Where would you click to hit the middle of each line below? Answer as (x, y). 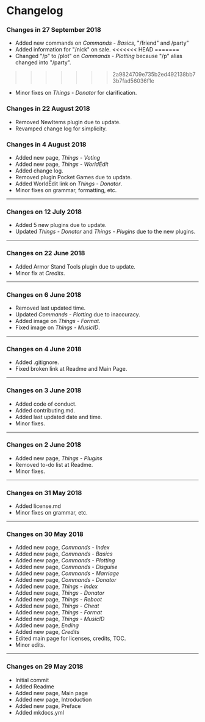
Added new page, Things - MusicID (60, 619)
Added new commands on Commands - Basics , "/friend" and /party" (102, 43)
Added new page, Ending (47, 625)
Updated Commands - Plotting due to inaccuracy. (77, 314)
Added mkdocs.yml (39, 712)
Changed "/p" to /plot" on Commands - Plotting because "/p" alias (99, 56)
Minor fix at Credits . (40, 273)
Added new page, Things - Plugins (59, 458)
